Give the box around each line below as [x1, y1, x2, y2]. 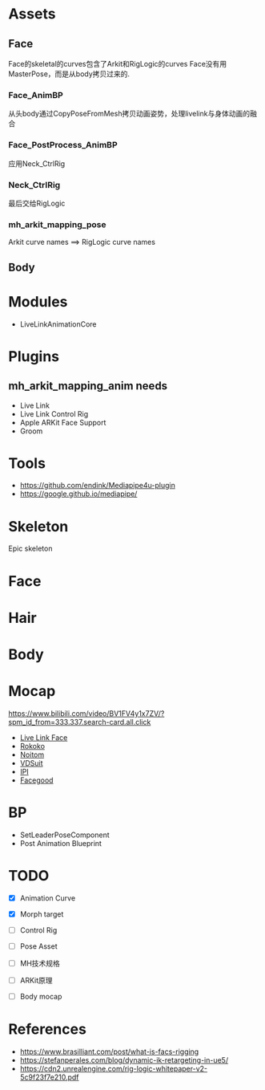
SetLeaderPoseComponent [19, 830, 110, 840]
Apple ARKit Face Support [19, 417, 106, 427]
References [8, 1020, 86, 1039]
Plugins [8, 347, 60, 365]
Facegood [19, 775, 54, 785]
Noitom [19, 750, 45, 759]
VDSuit [19, 758, 43, 767]
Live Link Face [19, 732, 68, 742]
